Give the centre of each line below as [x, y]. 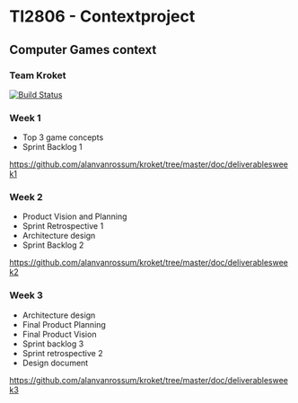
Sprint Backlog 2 [53, 245]
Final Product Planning [64, 324]
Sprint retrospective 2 [62, 353]
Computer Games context [83, 50]
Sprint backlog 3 [53, 344]
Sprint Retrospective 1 [63, 226]
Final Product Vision [59, 334]
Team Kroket [38, 75]
